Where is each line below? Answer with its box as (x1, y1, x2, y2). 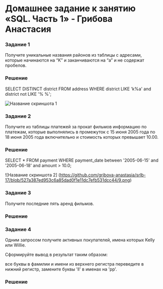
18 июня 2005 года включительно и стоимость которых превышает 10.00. (5, 134, 159, 140)
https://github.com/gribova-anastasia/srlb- (60, 172, 146, 178)
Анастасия (5, 24, 52, 35)
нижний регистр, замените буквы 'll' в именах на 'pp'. (5, 266, 117, 272)
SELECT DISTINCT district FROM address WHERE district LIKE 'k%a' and (5, 86, 151, 92)
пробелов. (5, 62, 27, 68)
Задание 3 (5, 189, 31, 196)
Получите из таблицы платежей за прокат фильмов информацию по (5, 124, 147, 130)
